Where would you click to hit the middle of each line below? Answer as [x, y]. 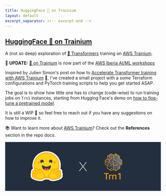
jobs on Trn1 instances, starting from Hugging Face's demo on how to [76, 98]
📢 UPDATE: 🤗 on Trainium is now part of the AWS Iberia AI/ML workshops [80, 63]
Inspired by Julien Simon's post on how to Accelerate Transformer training [81, 73]
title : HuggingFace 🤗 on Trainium [41, 10]
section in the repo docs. [30, 135]
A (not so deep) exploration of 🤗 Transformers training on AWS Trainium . [79, 53]
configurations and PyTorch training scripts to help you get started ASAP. [80, 83]
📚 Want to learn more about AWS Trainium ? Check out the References [77, 128]
